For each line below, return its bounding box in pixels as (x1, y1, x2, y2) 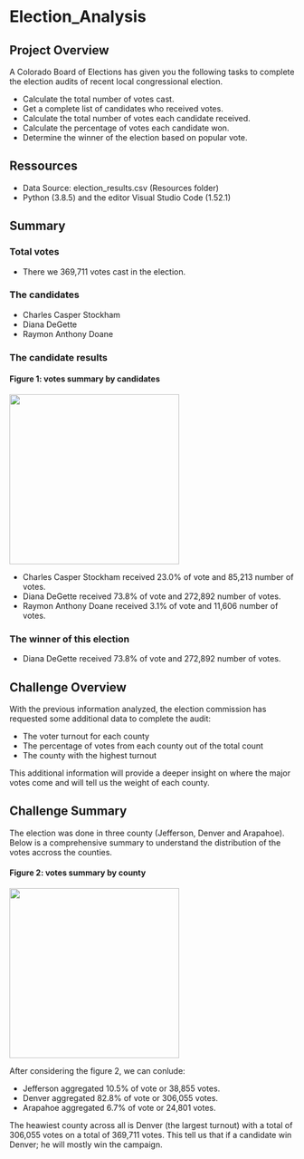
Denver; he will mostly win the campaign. (9, 1139, 163, 1150)
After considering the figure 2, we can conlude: (9, 1066, 185, 1077)
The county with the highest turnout (22, 750, 157, 761)
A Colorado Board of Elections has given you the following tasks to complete (9, 66, 295, 77)
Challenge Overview (9, 680, 127, 695)
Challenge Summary (9, 804, 128, 819)
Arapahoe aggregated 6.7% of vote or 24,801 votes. (22, 1103, 216, 1114)
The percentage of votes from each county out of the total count (22, 740, 264, 751)
